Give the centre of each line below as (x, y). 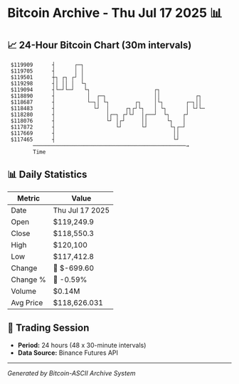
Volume (24, 291)
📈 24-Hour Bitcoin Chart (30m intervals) (100, 45)
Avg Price (27, 302)
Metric (29, 198)
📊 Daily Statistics (47, 175)
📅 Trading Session (48, 328)
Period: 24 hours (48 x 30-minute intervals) (82, 345)
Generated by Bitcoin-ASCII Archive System (71, 373)
